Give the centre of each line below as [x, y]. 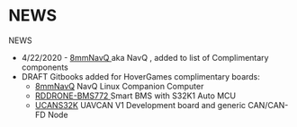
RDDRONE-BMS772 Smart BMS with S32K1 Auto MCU [135, 96]
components [45, 67]
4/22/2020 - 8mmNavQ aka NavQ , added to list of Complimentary [145, 57]
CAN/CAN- [268, 105]
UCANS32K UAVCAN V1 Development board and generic [140, 105]
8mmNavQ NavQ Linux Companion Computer [119, 86]
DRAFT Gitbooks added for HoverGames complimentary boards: [140, 76]
